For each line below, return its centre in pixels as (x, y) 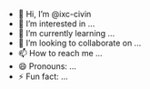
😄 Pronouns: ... (47, 66)
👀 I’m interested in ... (56, 24)
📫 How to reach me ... (60, 53)
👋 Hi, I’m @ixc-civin (55, 14)
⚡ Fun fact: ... (43, 76)
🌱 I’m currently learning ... (66, 33)
